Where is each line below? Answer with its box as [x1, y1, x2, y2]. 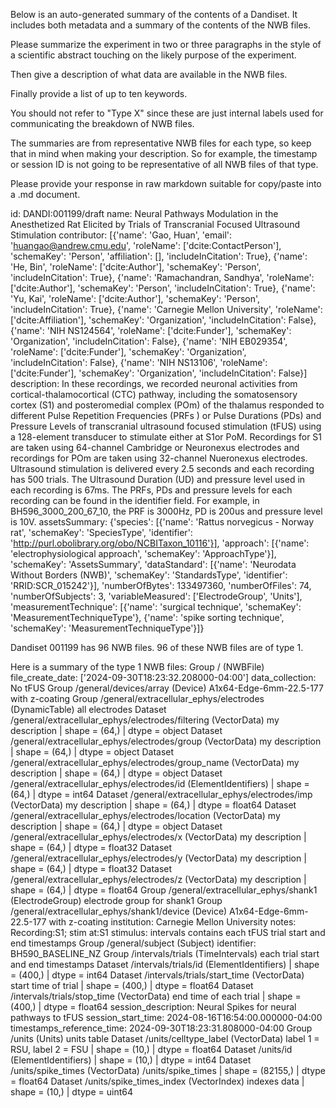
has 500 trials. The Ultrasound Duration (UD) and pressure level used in [10, 474, 306, 485]
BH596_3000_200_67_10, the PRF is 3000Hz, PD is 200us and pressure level [10, 505, 323, 517]
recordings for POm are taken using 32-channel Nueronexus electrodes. [10, 452, 308, 464]
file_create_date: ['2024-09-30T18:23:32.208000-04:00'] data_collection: [10, 672, 317, 683]
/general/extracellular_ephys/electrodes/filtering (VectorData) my [10, 714, 280, 726]
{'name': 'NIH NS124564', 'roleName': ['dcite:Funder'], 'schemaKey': [10, 325, 292, 336]
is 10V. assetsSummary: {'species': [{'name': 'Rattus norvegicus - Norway [10, 516, 315, 528]
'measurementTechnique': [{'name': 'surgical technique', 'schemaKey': [10, 601, 302, 613]
